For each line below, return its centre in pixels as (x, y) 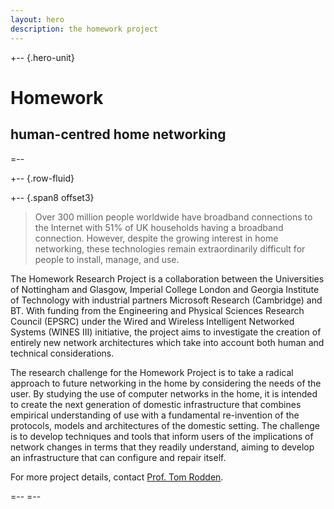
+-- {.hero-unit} (42, 57)
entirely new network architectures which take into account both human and (167, 342)
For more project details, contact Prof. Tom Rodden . (117, 477)
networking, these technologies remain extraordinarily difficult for (170, 248)
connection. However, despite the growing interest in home (156, 238)
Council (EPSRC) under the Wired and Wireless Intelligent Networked (152, 321)
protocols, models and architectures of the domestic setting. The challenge (165, 425)
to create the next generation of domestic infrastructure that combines (156, 404)
